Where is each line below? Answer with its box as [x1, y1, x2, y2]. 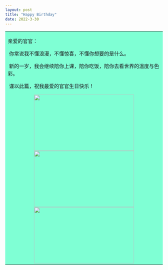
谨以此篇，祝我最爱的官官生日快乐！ [9, 83, 94, 90]
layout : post [5, 7, 32, 12]
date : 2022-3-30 [5, 16, 39, 21]
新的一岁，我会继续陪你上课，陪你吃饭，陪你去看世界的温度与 [9, 63, 154, 70]
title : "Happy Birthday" [5, 12, 57, 17]
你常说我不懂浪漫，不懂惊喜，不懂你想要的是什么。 [9, 50, 129, 57]
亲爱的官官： [7, 38, 38, 45]
